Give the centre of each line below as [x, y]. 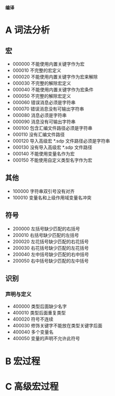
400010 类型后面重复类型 [39, 313]
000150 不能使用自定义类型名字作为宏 [52, 160]
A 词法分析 [27, 30]
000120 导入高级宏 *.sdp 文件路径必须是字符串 [61, 141]
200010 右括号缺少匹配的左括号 [46, 235]
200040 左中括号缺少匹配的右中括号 [51, 254]
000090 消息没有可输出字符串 [44, 122]
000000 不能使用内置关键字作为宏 [49, 64]
